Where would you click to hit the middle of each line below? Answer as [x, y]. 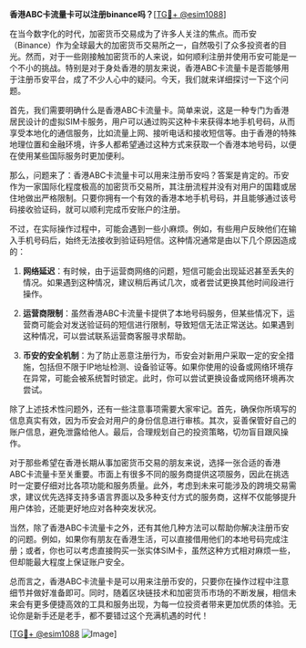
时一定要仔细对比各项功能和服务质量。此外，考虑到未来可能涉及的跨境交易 [149, 486]
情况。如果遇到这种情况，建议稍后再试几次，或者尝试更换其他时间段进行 [158, 282]
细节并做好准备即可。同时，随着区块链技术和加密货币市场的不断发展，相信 [149, 593]
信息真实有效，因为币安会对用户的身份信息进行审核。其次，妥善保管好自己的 [153, 420]
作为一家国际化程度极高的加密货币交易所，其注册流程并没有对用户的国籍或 [149, 187]
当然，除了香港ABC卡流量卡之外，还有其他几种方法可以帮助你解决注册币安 [149, 528]
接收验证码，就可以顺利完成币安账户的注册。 [101, 209]
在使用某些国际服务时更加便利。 [69, 156]
